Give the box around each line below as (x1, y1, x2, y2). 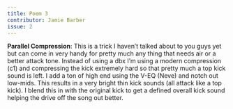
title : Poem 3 (7, 10, 49, 17)
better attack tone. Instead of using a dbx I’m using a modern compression (7, 57, 222, 65)
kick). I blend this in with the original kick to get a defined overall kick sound (7, 86, 225, 94)
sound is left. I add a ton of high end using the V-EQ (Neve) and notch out (7, 72, 218, 80)
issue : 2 (7, 23, 33, 30)
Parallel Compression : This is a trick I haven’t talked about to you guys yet (7, 42, 222, 51)
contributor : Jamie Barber (7, 17, 86, 24)
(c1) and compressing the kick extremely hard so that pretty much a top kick (7, 64, 226, 73)
